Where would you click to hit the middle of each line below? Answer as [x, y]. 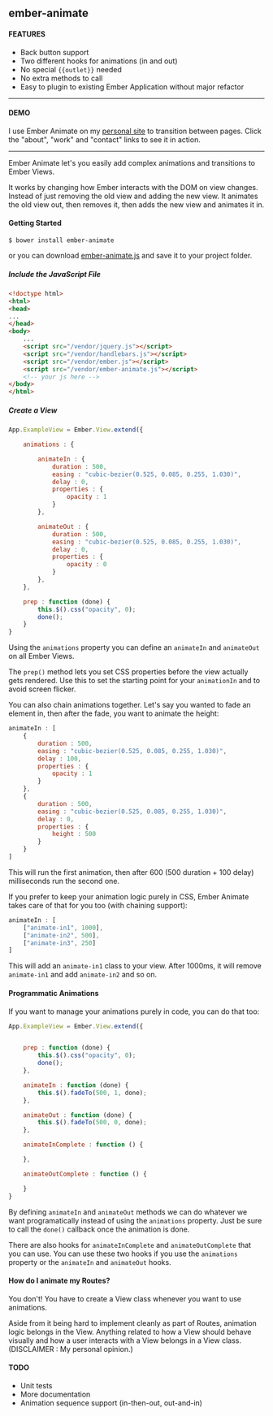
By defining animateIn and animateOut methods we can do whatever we [128, 1212]
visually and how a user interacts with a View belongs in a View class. [125, 1340]
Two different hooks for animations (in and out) [99, 61]
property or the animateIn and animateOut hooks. [90, 1262]
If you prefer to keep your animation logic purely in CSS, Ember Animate [129, 896]
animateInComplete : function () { [83, 1145]
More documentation [55, 1394]
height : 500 [74, 834]
